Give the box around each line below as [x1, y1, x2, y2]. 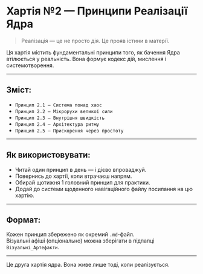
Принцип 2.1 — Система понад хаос [14, 102, 102, 108]
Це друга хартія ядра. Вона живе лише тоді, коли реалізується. [6, 261, 170, 269]
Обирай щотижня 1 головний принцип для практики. [14, 178, 150, 186]
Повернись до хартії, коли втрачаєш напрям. [14, 172, 132, 180]
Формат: [6, 215, 41, 225]
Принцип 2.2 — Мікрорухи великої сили [14, 108, 113, 114]
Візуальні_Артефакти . [6, 244, 60, 251]
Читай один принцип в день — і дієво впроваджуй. [14, 166, 147, 173]
